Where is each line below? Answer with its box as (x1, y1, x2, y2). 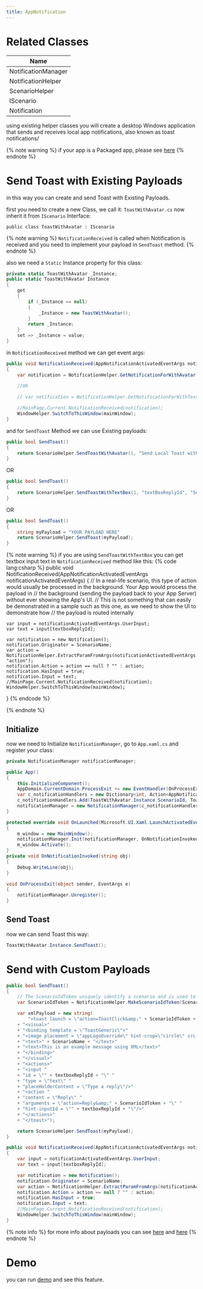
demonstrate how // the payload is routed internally (6, 609, 134, 617)
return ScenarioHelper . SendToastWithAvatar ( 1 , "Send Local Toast (17, 450, 185, 456)
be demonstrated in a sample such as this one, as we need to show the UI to (6, 603, 196, 610)
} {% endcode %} (6, 695, 50, 702)
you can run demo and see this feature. (6, 1276, 105, 1283)
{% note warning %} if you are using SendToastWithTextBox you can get (6, 551, 184, 559)
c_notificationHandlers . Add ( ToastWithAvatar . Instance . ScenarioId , (17, 797, 188, 804)
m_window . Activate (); (17, 842, 71, 848)
